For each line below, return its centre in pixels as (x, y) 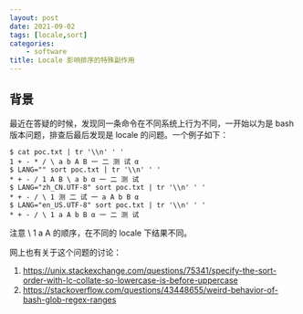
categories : (32, 43)
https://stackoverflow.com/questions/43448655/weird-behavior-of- (150, 289)
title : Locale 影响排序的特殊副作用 (72, 60)
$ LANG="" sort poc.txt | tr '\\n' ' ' (85, 170)
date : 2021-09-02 (42, 26)
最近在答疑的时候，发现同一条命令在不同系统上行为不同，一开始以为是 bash (152, 123)
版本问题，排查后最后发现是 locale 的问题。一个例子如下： (119, 134)
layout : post (34, 18)
